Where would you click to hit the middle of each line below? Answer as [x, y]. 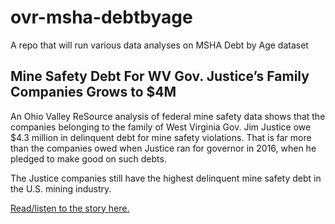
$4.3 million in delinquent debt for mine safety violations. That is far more [161, 137]
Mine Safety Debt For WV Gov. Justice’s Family [160, 76]
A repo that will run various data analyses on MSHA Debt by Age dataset [159, 45]
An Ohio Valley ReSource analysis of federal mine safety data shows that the [168, 116]
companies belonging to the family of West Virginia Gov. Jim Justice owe [161, 127]
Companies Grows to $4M [93, 92]
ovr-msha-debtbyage [101, 17]
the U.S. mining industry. [61, 188]
